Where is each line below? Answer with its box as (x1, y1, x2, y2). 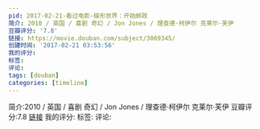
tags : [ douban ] (8, 71, 60, 79)
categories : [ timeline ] (8, 79, 89, 87)
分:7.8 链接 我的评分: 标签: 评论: (8, 111, 112, 121)
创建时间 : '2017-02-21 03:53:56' (8, 42, 116, 50)
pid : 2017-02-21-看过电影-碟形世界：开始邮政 (8, 11, 148, 20)
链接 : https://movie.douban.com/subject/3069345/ (8, 34, 175, 42)
